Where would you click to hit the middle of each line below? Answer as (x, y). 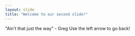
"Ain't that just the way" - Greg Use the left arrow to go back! (68, 28)
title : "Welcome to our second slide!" (47, 14)
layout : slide (20, 10)
